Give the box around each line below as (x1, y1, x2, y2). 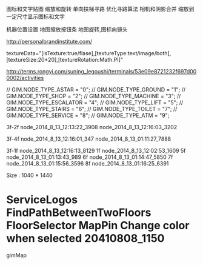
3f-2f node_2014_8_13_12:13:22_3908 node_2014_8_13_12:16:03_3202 (6, 124, 178, 130)
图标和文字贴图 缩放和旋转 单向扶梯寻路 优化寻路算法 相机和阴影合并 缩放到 (6, 5, 195, 12)
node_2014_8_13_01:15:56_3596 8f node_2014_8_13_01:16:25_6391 (6, 160, 169, 167)
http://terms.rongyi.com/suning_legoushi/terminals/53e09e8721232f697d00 (6, 68, 197, 75)
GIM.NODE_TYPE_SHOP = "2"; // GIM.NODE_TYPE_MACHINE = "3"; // (6, 93, 181, 99)
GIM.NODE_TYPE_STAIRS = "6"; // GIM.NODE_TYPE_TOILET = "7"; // (6, 106, 178, 112)
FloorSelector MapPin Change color (6, 219, 190, 232)
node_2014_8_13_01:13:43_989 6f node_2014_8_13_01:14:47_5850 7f (6, 153, 173, 161)
